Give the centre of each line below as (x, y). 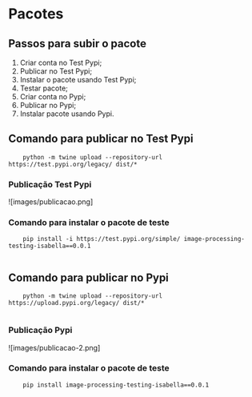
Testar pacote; (44, 88)
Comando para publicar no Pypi (89, 277)
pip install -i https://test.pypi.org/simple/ (102, 239)
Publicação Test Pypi (50, 184)
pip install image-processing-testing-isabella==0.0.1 (116, 385)
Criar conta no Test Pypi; (61, 62)
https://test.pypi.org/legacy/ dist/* (73, 164)
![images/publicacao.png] (51, 202)
